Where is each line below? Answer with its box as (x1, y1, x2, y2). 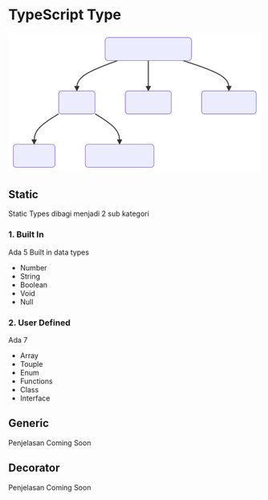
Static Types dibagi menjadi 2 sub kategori (8, 209, 150, 218)
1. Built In (8, 229, 44, 240)
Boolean (19, 279, 48, 290)
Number (19, 262, 47, 272)
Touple (19, 359, 43, 368)
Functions (19, 376, 54, 386)
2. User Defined (8, 317, 71, 328)
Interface (19, 393, 51, 403)
